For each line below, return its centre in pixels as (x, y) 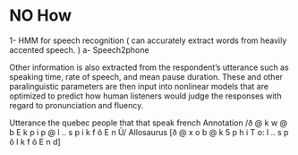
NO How (41, 16)
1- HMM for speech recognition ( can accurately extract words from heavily (148, 40)
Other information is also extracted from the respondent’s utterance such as (149, 67)
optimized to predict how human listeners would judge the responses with (145, 96)
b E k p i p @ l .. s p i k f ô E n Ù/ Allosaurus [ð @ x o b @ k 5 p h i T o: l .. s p (149, 132)
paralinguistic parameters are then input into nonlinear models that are (139, 86)
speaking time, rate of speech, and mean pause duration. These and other (146, 76)
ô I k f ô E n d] (35, 142)
